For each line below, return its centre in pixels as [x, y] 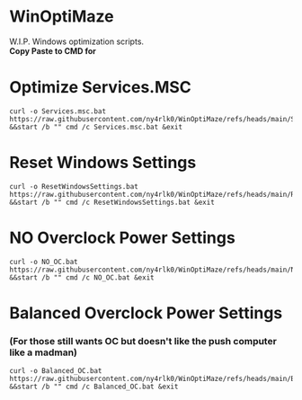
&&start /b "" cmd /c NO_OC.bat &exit [82, 277]
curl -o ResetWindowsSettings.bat [74, 186]
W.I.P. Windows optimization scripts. [77, 41]
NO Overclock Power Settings [122, 238]
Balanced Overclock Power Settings [146, 313]
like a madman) [44, 352]
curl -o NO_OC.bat [44, 262]
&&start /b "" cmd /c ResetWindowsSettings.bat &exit [112, 202]
